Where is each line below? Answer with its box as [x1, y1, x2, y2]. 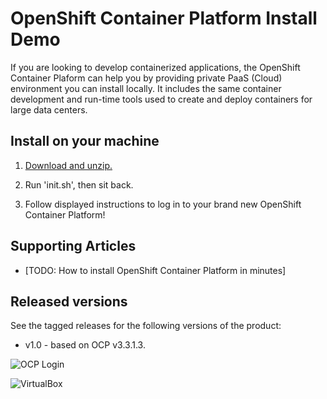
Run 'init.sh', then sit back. [24, 178, 134, 191]
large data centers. [10, 103, 88, 116]
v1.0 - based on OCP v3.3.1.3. [24, 339, 146, 351]
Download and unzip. [24, 159, 113, 171]
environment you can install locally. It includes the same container [10, 82, 282, 94]
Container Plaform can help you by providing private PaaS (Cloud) [10, 72, 283, 84]
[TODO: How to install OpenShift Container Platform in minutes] [24, 264, 287, 276]
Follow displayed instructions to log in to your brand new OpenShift [24, 198, 302, 210]
